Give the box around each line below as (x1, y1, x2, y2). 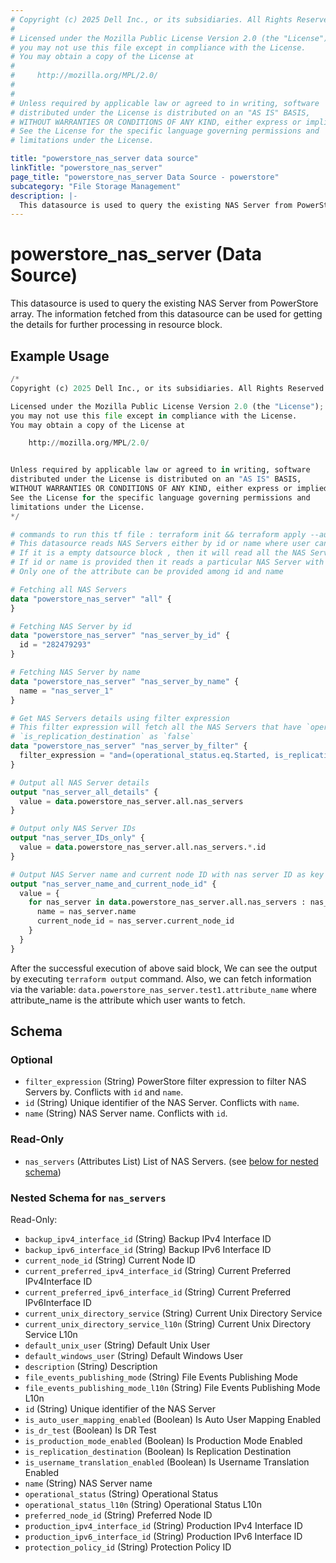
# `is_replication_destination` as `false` (10, 732, 195, 742)
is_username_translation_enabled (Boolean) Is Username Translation (24, 1456, 310, 1468)
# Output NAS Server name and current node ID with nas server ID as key (10, 869, 325, 880)
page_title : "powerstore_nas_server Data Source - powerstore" (10, 172, 280, 182)
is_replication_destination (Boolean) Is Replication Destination (24, 1445, 292, 1457)
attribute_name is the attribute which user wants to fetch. (10, 994, 246, 1006)
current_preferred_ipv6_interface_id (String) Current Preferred (24, 1286, 291, 1298)
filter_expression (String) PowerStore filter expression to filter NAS (24, 1076, 307, 1088)
